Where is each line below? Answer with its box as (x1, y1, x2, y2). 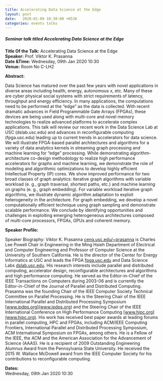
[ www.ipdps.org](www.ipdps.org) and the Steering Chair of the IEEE (5, 304, 142, 310)
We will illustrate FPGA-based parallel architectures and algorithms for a (5, 140, 149, 146)
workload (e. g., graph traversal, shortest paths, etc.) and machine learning (5, 181, 156, 187)
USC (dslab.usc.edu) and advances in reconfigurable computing (5, 129, 134, 135)
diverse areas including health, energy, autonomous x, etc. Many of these (5, 88, 152, 94)
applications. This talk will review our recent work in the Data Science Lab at (5, 124, 158, 130)
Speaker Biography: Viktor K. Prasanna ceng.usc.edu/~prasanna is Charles (5, 236, 156, 242)
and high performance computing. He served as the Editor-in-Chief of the (5, 273, 153, 279)
